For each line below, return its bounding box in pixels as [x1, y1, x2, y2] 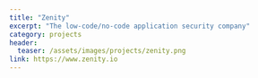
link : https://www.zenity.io [9, 55, 118, 64]
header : [9, 38, 39, 48]
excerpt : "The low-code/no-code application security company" [9, 22, 251, 30]
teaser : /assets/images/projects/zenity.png [17, 47, 186, 56]
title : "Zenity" [9, 13, 70, 22]
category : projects [9, 30, 82, 39]
